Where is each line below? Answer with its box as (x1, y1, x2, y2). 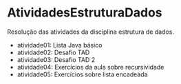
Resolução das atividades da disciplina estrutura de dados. (7, 28, 174, 36)
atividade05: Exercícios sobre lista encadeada (17, 70, 148, 78)
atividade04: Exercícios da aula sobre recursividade (17, 63, 164, 71)
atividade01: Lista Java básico (17, 41, 103, 49)
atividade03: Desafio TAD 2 (17, 55, 96, 63)
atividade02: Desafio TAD (17, 48, 90, 56)
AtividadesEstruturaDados (7, 5, 162, 21)
